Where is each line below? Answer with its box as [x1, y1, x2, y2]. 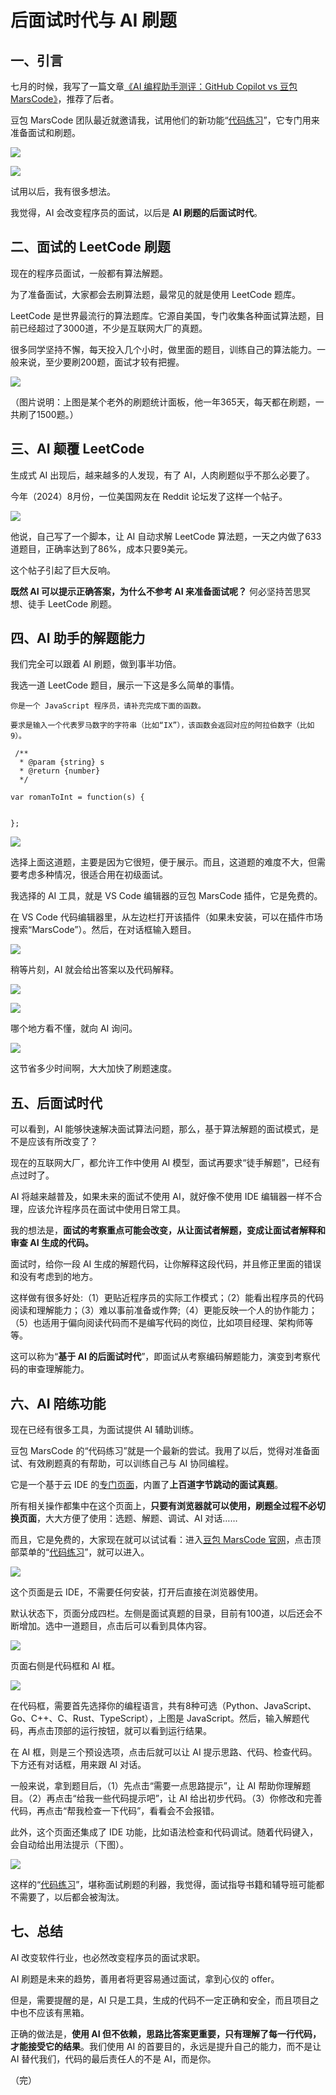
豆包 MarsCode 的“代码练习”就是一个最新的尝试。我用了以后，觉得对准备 [10, 1445, 312, 1457]
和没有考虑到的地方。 [10, 1271, 98, 1283]
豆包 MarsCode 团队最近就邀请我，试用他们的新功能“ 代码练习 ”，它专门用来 [10, 114, 320, 126]
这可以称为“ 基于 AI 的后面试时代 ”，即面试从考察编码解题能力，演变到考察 [10, 1351, 312, 1363]
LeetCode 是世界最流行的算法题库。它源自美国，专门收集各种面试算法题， [10, 309, 317, 321]
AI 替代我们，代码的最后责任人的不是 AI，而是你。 [10, 2052, 217, 2065]
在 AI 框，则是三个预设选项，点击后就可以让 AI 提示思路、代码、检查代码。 [10, 1746, 318, 1758]
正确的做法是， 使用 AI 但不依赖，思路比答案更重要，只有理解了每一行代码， [10, 2027, 322, 2040]
